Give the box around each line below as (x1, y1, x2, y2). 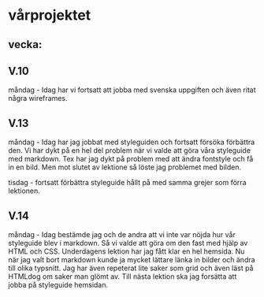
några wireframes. (8, 94, 68, 103)
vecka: (8, 38, 43, 51)
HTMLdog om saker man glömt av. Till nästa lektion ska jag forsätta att (8, 272, 237, 281)
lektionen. (8, 186, 41, 195)
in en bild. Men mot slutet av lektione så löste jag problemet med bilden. (8, 162, 242, 172)
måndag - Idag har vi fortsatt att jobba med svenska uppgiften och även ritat (8, 85, 256, 95)
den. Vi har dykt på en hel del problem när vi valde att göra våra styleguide (8, 146, 251, 155)
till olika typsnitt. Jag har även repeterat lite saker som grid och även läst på (8, 263, 254, 273)
